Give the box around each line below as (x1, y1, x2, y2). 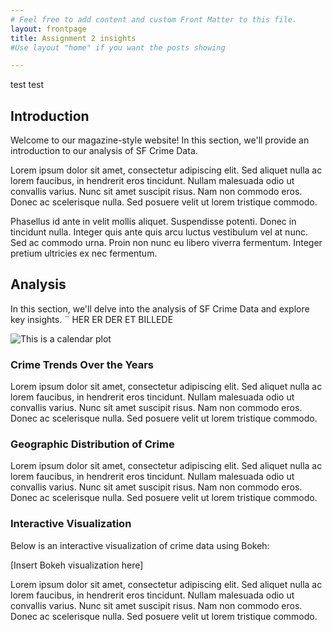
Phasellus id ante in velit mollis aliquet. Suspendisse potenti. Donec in (10, 216, 297, 228)
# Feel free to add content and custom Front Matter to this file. (10, 14, 298, 25)
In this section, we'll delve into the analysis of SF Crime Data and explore (10, 302, 310, 315)
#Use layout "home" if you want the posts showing (10, 42, 226, 53)
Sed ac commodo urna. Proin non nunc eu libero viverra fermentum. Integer (10, 237, 323, 249)
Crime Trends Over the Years (10, 357, 154, 371)
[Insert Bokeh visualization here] (10, 559, 144, 571)
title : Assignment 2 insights (10, 33, 137, 43)
